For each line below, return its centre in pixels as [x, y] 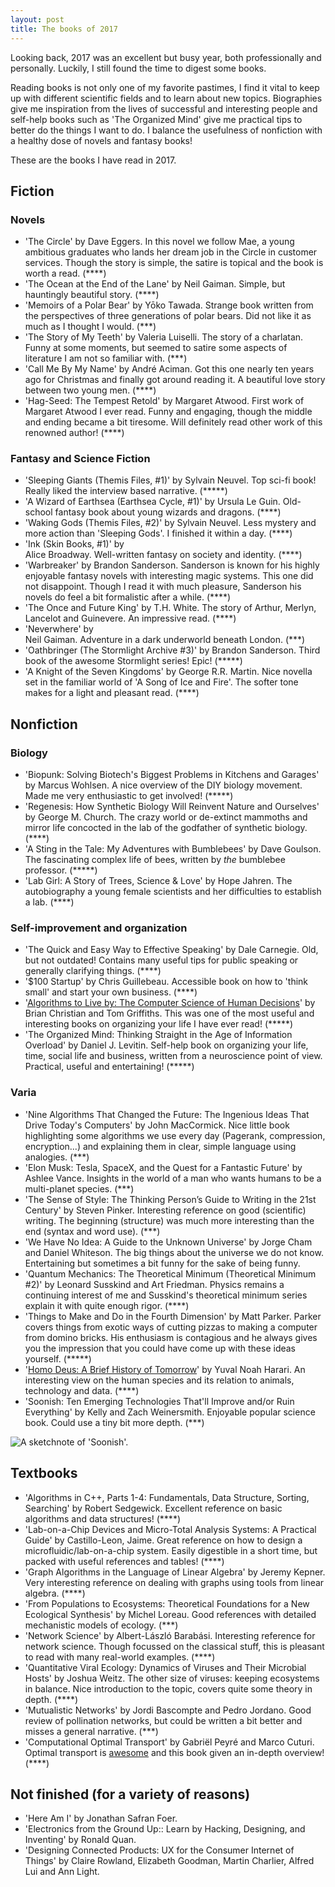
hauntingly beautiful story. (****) [92, 295]
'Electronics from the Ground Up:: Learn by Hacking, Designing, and [165, 1829]
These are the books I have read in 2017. [93, 160]
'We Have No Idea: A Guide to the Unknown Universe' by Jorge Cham [168, 1242]
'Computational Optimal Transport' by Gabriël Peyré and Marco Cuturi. [169, 1742]
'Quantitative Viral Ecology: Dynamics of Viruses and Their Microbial [165, 1667]
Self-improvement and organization [99, 928]
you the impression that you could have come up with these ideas [160, 1348]
